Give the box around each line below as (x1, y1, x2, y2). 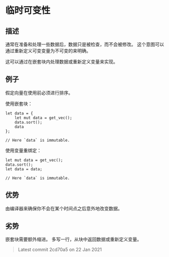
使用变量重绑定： (5, 147, 42, 153)
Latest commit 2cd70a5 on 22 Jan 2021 (17, 247, 102, 253)
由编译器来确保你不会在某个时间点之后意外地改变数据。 (5, 205, 122, 211)
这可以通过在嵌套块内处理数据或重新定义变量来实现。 (5, 58, 118, 65)
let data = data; (5, 166, 43, 172)
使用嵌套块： (5, 101, 32, 107)
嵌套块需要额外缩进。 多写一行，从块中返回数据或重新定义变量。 (5, 236, 142, 243)
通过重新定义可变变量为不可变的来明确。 (5, 48, 91, 54)
